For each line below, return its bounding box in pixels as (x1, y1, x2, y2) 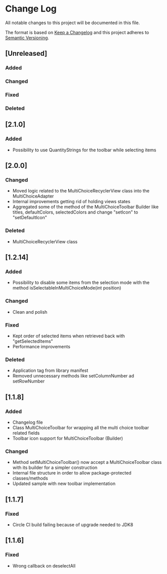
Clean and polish (12, 309, 48, 315)
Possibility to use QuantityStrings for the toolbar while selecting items (12, 147, 156, 153)
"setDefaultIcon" (12, 215, 47, 221)
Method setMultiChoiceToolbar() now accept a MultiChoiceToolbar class (12, 459, 162, 465)
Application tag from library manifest (12, 367, 89, 373)
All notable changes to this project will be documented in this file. (5, 20, 140, 26)
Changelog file (12, 419, 43, 425)
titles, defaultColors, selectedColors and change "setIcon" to (12, 209, 138, 215)
